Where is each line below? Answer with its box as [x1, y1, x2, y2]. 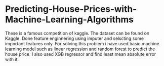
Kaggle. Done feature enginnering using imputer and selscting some [5, 35, 144, 41]
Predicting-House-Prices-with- [5, 3, 137, 15]
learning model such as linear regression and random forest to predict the [5, 46, 156, 52]
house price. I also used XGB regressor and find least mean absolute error [5, 51, 156, 57]
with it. [5, 56, 19, 62]
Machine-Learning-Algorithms [5, 14, 134, 25]
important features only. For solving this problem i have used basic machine [5, 40, 160, 46]
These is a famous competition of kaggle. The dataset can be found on [5, 30, 150, 36]
